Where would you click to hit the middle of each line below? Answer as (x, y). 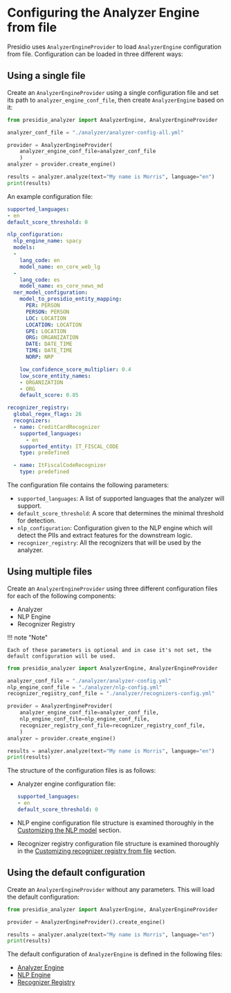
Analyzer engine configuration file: (66, 784)
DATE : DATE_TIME (49, 344)
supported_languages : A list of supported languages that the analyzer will (121, 498)
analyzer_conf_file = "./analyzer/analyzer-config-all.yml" (96, 132)
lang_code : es (40, 280)
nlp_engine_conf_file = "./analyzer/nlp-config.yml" (85, 687)
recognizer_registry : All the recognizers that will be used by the (109, 543)
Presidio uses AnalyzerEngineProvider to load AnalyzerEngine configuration (114, 46)
